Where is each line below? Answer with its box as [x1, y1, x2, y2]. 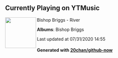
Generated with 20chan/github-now [37, 47, 113, 53]
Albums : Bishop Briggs [37, 27, 84, 32]
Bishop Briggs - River [37, 17, 80, 23]
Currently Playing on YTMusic [5, 4, 100, 12]
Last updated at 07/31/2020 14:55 [37, 36, 106, 42]
